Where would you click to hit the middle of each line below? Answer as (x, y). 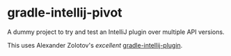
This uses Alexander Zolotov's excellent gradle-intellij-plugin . (95, 45)
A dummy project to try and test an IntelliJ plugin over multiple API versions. (116, 32)
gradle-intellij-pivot (65, 13)
